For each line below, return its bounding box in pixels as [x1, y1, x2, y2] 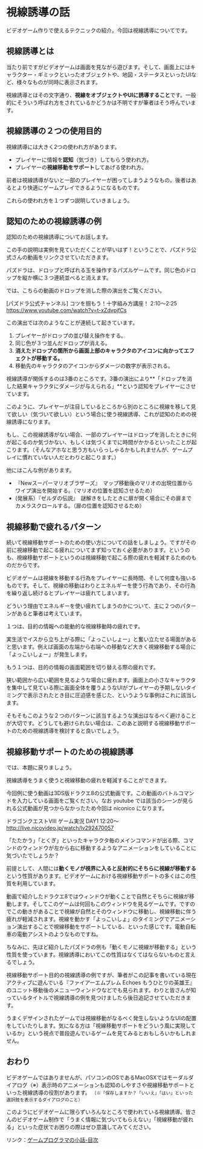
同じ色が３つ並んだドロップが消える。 [14, 339, 111, 347]
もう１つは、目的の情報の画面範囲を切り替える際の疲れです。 [6, 664, 159, 671]
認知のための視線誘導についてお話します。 [6, 234, 112, 241]
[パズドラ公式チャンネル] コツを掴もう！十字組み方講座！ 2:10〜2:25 [6, 300, 177, 307]
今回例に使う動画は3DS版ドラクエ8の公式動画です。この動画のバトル [6, 790, 179, 796]
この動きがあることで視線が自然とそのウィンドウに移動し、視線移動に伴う [11, 908, 197, 915]
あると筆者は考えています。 [16, 610, 85, 617]
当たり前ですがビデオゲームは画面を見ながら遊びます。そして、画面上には [6, 63, 191, 70]
